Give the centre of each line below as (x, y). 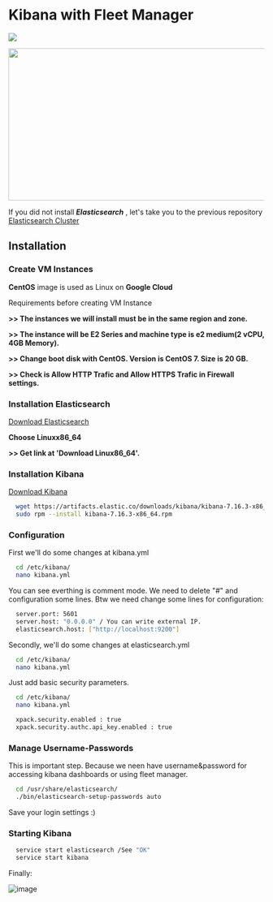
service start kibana (52, 858)
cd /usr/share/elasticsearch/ (67, 789)
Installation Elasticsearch (60, 404)
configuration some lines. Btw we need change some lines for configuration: (136, 599)
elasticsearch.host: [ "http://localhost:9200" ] (98, 629)
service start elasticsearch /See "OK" (83, 850)
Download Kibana (38, 492)
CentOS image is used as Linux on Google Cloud (91, 287)
